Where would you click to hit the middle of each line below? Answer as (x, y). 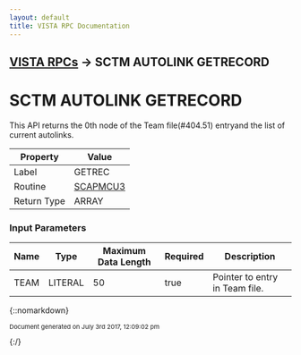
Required (184, 257)
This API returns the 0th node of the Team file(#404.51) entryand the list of (147, 125)
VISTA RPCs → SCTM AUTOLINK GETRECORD (140, 62)
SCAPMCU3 (99, 186)
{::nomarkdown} (39, 310)
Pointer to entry (245, 277)
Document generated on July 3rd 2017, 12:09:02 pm (84, 327)
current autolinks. (42, 134)
